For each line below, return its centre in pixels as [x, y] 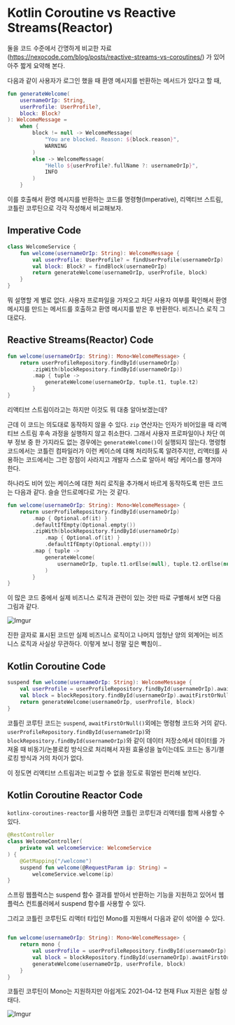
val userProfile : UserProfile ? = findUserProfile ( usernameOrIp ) [128, 260]
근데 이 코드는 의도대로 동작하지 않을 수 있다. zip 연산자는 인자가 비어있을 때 [111, 424]
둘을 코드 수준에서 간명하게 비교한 [53, 48]
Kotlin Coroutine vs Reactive [92, 13]
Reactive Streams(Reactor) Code [80, 340]
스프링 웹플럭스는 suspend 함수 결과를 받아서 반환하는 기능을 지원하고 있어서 [112, 895]
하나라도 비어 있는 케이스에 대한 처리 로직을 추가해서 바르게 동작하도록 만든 [109, 483]
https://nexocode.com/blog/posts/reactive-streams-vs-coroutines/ [106, 57]
